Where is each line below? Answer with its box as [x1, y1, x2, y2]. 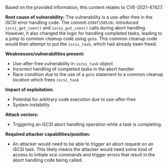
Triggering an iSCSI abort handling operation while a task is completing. [12, 121, 162, 127]
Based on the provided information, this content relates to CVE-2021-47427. [5, 5, 163, 10]
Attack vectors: [5, 111, 39, 117]
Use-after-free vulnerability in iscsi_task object [12, 61, 113, 66]
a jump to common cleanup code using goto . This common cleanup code [5, 35, 157, 41]
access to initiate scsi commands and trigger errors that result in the [12, 152, 155, 157]
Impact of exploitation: [5, 87, 54, 93]
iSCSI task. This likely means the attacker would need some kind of [12, 146, 153, 152]
